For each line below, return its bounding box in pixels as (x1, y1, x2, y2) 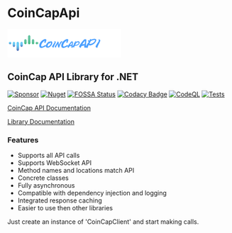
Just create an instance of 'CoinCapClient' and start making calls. (7, 217, 199, 226)
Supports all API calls (17, 151, 80, 160)
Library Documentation (7, 117, 74, 125)
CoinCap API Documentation (7, 103, 91, 112)
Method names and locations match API (17, 166, 135, 175)
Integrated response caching (17, 196, 103, 205)
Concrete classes (17, 174, 70, 182)
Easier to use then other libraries (17, 204, 114, 212)
